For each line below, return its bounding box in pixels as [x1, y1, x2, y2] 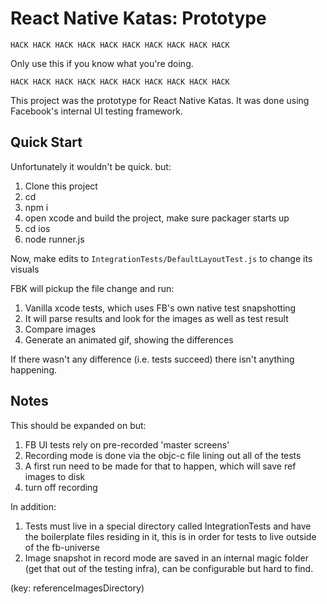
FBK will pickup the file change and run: [10, 282, 175, 294]
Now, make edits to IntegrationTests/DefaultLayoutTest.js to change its [10, 252, 313, 264]
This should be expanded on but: [10, 419, 147, 431]
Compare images [24, 323, 97, 335]
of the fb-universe [24, 541, 100, 553]
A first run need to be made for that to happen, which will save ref [24, 460, 297, 472]
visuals [10, 263, 40, 275]
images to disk [24, 470, 86, 482]
